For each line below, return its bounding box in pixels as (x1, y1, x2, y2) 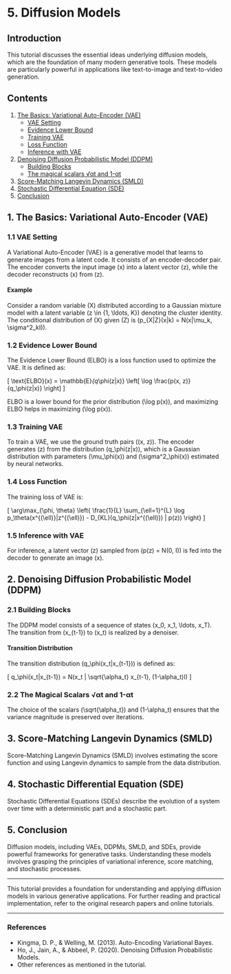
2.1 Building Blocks (7, 605, 71, 615)
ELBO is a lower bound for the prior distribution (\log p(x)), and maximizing (7, 398, 219, 405)
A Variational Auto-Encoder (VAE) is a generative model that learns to (7, 248, 203, 256)
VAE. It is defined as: (7, 364, 66, 371)
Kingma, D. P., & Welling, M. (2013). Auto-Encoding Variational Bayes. (16, 938, 214, 946)
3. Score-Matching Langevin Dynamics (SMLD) (7, 733, 213, 745)
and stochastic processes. (7, 864, 82, 873)
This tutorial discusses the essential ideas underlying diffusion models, (7, 50, 208, 59)
